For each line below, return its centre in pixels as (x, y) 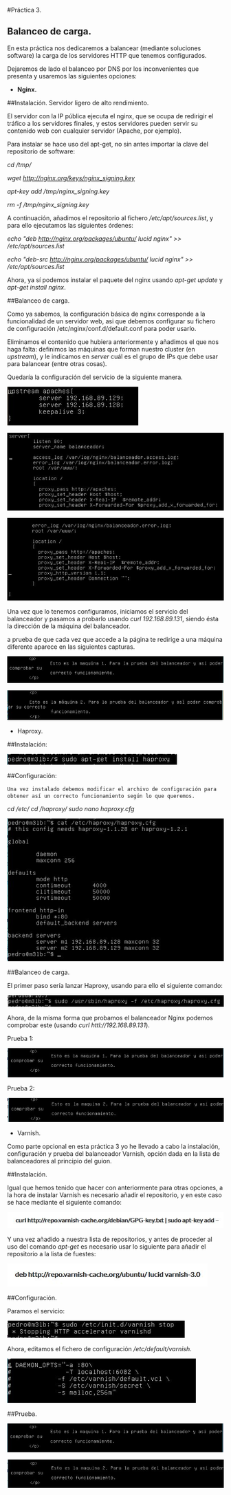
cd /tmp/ (20, 164)
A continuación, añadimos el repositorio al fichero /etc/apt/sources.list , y (110, 218)
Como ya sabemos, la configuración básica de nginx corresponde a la (106, 314)
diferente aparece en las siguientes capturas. (71, 647)
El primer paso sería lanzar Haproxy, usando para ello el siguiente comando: (115, 986)
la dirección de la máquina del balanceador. (69, 626)
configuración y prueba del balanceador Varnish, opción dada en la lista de (113, 1153)
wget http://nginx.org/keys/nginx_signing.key (71, 178)
